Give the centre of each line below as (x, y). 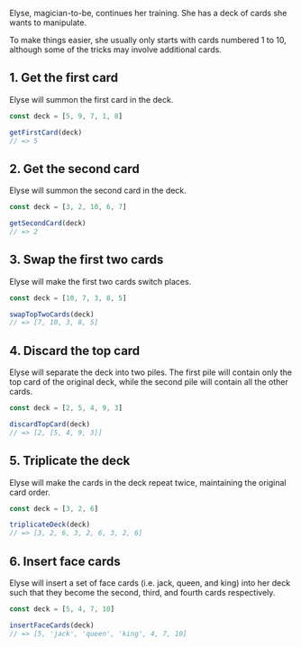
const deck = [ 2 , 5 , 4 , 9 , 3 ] (66, 408)
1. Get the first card (64, 78)
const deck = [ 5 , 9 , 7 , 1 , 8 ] (66, 116)
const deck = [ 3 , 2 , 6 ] (54, 508)
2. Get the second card (74, 169)
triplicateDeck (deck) (50, 525)
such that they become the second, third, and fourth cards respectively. (142, 592)
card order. (30, 492)
